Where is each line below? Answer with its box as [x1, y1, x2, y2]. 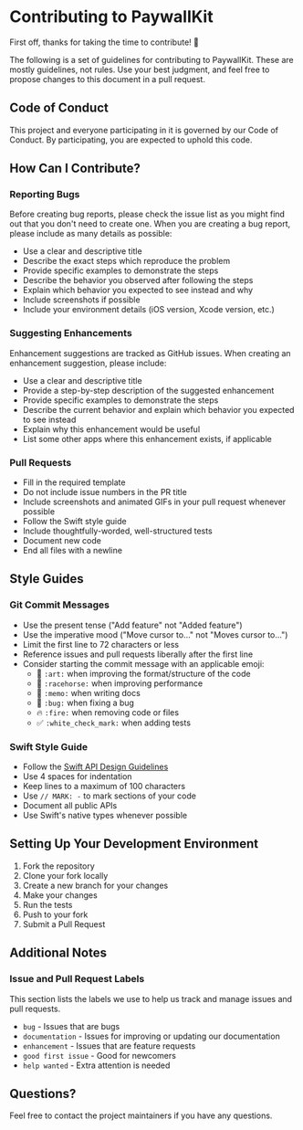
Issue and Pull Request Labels [9, 973, 145, 986]
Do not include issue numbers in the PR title [22, 487, 187, 498]
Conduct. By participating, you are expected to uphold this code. [9, 134, 253, 145]
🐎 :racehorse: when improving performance [36, 678, 204, 689]
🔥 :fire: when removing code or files [36, 706, 180, 718]
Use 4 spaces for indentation [22, 771, 132, 782]
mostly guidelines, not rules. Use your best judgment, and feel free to [9, 64, 270, 75]
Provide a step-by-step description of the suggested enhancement [22, 385, 275, 396]
